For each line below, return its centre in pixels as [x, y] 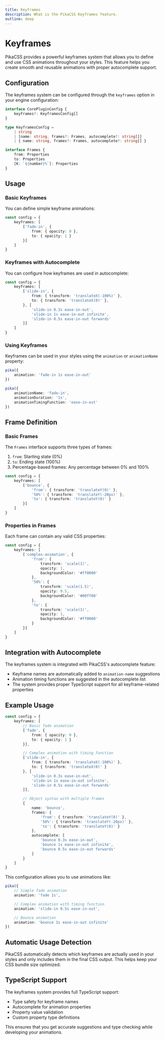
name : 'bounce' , [48, 808]
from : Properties [32, 155]
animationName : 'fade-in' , [42, 393]
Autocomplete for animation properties [51, 1007]
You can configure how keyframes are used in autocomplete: [67, 273]
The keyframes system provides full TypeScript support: [62, 992]
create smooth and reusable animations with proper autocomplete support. [81, 68]
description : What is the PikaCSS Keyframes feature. [62, 14]
